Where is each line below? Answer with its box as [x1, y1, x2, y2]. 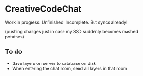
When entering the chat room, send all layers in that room [12, 65, 127, 71]
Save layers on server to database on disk [12, 60, 96, 66]
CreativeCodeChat [5, 3, 82, 14]
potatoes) [5, 34, 24, 39]
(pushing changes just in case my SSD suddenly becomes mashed [5, 28, 138, 34]
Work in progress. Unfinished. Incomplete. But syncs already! [5, 19, 127, 25]
